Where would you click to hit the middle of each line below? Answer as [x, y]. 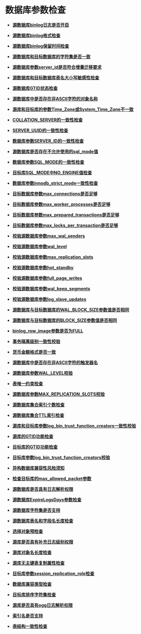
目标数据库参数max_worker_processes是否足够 [61, 204]
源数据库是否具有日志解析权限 [43, 489]
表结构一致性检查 [30, 626]
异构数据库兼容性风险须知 [38, 468]
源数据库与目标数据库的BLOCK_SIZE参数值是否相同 [65, 320]
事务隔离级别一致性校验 [36, 341]
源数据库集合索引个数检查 [38, 405]
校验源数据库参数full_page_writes [47, 278]
